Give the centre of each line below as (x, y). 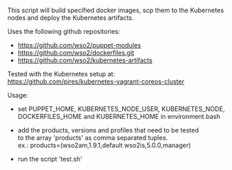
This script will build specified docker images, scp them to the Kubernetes (116, 10)
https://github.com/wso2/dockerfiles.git (76, 53)
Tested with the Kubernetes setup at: (61, 74)
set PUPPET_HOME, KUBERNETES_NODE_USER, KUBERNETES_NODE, (121, 109)
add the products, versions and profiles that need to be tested (108, 130)
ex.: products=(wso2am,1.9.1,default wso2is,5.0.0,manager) (104, 145)
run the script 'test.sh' (50, 159)
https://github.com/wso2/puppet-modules (79, 45)
